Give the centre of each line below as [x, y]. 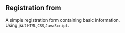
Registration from [33, 8]
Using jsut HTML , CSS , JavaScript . [37, 25]
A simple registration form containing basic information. [63, 20]
